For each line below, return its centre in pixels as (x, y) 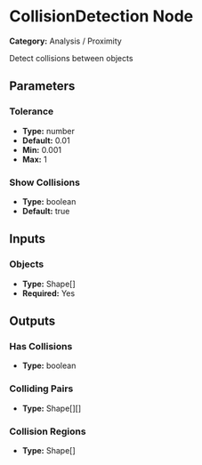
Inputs (28, 239)
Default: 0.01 (46, 140)
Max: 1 (34, 159)
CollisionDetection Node (101, 16)
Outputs (32, 321)
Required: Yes (48, 293)
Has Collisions (41, 346)
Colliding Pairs (41, 389)
